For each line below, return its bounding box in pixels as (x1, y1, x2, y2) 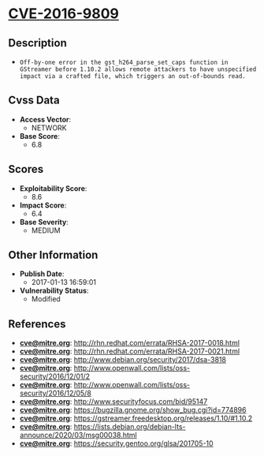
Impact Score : (19, 200, 67, 210)
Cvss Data (8, 94, 61, 107)
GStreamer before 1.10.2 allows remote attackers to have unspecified (19, 65, 257, 73)
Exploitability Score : (19, 183, 87, 193)
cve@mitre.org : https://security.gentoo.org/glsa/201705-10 (19, 439, 214, 448)
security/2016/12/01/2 (19, 372, 91, 381)
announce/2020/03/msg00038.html (19, 431, 137, 440)
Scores (8, 163, 44, 176)
